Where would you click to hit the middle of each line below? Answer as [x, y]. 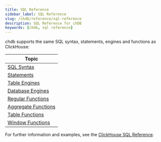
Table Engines [24, 83]
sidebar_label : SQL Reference [36, 14]
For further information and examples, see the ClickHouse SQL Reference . [80, 135]
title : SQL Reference [27, 10]
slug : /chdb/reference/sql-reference [43, 19]
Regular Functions [28, 99]
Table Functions [26, 115]
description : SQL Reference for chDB [43, 23]
